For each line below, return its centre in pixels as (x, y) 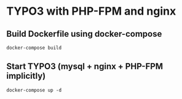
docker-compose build (34, 48)
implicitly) (26, 76)
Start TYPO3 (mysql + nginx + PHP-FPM (85, 66)
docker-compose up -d (34, 90)
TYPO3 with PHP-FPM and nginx (91, 11)
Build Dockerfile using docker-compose (84, 34)
